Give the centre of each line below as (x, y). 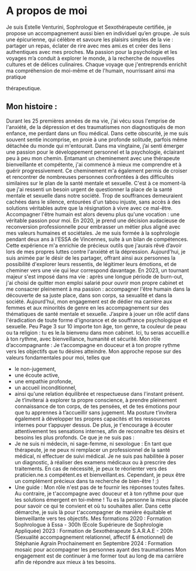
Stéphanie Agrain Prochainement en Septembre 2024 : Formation (93, 543)
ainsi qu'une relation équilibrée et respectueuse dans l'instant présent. (99, 393)
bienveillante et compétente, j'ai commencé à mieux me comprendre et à (94, 164)
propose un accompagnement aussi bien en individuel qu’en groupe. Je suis (98, 33)
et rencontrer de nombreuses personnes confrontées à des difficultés (90, 176)
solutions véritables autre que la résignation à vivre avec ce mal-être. (89, 208)
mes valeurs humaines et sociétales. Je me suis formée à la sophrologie (93, 233)
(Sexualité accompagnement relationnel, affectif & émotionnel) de (94, 537)
